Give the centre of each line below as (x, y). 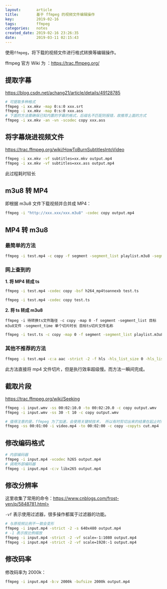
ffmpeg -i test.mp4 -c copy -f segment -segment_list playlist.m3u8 (78, 256)
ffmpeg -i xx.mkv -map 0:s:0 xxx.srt (44, 106)
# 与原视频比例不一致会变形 (30, 524)
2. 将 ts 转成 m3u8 (24, 310)
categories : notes (27, 28)
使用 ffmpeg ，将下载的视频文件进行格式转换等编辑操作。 (62, 52)
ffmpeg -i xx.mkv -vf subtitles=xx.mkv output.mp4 (59, 158)
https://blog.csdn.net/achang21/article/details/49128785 (63, 92)
